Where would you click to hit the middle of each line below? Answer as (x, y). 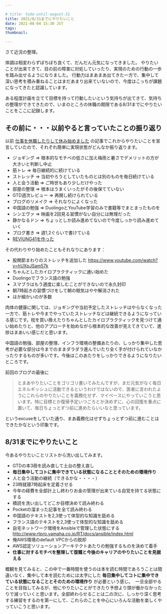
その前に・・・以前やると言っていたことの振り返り (83, 128)
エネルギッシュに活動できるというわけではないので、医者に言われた (87, 389)
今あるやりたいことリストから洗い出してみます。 (55, 455)
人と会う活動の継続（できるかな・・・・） (56, 478)
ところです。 (18, 361)
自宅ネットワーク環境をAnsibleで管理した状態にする (66, 528)
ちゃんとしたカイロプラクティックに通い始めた (60, 272)
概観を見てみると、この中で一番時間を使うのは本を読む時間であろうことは (82, 569)
